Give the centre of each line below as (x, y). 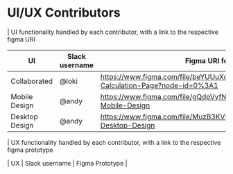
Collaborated (32, 81)
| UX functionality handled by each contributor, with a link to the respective (114, 142)
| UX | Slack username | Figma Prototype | (67, 163)
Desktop (24, 116)
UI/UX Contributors (64, 13)
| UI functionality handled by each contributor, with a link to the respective (113, 32)
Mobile (22, 96)
